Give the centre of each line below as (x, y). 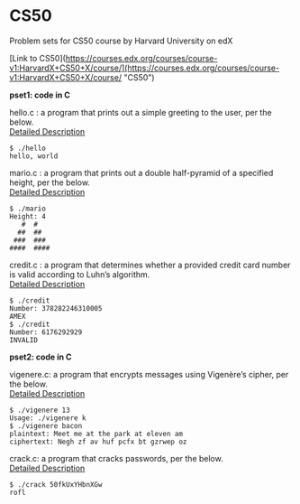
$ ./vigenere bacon (46, 425)
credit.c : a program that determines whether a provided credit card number (150, 265)
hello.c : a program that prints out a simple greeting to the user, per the (141, 112)
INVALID (24, 340)
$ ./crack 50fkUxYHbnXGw (56, 484)
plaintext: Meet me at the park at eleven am (96, 434)
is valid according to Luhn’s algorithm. (80, 274)
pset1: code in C (40, 95)
